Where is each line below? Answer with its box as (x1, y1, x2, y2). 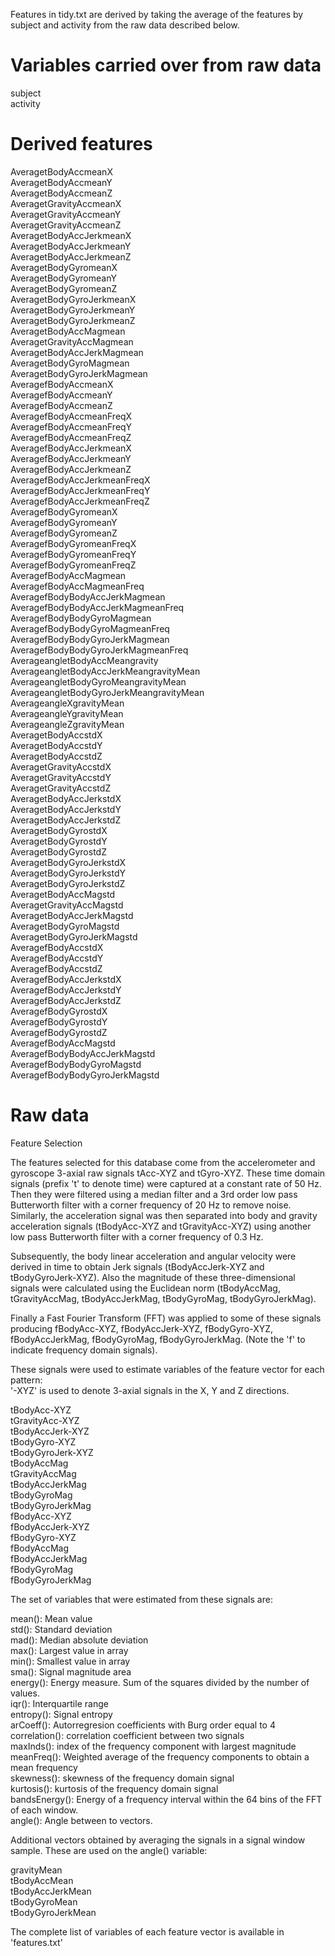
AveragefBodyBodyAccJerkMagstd (10, 1047, 156, 1059)
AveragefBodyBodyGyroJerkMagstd (10, 1069, 160, 1081)
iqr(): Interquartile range (10, 1697, 109, 1709)
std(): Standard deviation (10, 1623, 113, 1635)
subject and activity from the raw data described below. (10, 19, 240, 31)
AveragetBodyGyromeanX (10, 261, 118, 273)
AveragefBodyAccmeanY (10, 389, 113, 401)
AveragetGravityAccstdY (10, 771, 112, 783)
